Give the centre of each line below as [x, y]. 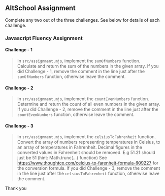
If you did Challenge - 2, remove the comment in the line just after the [88, 109]
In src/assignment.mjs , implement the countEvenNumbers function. [83, 99]
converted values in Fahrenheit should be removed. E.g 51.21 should [86, 153]
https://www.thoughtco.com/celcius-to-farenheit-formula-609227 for [88, 163]
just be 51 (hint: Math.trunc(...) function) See [62, 158]
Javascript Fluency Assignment [44, 38]
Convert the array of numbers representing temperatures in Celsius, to [89, 142]
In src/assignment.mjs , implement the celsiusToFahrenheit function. [86, 137]
